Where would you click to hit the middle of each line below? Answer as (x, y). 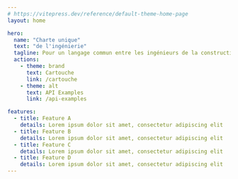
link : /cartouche (52, 79)
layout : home (27, 21)
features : (22, 112)
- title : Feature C (42, 145)
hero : (15, 33)
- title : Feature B (42, 132)
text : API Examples (55, 93)
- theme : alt (39, 86)
